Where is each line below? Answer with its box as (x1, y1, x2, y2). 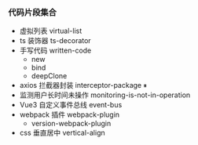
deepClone (31, 71, 68, 81)
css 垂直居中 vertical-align (19, 128, 105, 138)
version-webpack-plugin (31, 119, 112, 129)
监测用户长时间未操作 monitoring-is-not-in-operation (19, 90, 191, 100)
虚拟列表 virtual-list (19, 26, 82, 36)
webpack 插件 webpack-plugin (19, 110, 120, 119)
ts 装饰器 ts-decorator (19, 36, 92, 45)
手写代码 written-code (19, 45, 92, 56)
